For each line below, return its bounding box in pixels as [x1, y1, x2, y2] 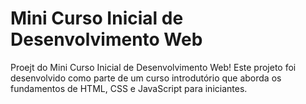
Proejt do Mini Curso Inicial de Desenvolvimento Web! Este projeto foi [10, 61, 297, 73]
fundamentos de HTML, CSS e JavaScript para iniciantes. [10, 82, 248, 94]
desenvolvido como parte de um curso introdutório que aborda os [10, 72, 282, 84]
